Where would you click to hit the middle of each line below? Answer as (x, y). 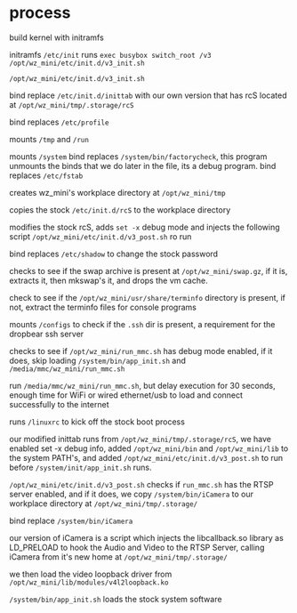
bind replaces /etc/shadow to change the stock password (114, 254)
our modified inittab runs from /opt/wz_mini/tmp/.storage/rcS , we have (140, 439)
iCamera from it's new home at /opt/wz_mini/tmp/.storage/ (119, 557)
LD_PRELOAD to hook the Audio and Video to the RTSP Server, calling (137, 547)
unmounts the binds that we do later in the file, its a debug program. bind (143, 165)
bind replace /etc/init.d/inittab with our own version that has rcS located (148, 95)
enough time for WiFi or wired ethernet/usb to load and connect (126, 395)
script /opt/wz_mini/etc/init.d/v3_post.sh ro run (100, 236)
